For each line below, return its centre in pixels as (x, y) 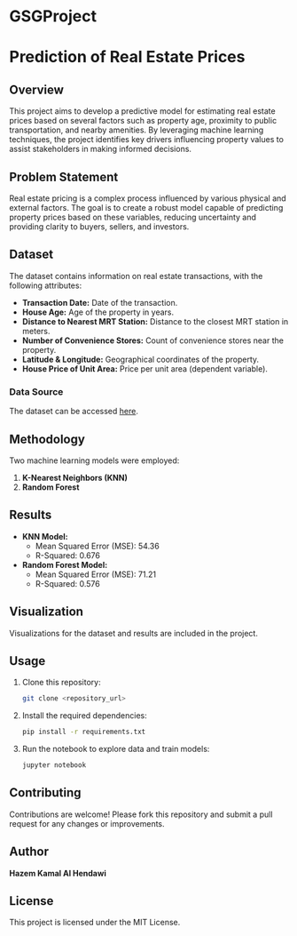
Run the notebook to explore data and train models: (116, 749)
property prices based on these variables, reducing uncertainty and (133, 217)
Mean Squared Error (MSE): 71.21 (96, 574)
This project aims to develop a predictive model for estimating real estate (143, 111)
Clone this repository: (61, 683)
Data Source (36, 391)
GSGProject (53, 16)
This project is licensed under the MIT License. (95, 923)
